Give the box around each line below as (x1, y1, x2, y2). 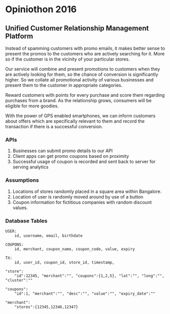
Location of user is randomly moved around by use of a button (12, 193, 144, 199)
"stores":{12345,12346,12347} (14, 304, 79, 309)
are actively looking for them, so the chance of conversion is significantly (5, 71, 158, 77)
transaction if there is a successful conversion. (5, 124, 103, 129)
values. (12, 205, 28, 211)
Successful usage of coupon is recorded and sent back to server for (12, 159, 156, 165)
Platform (5, 32, 33, 40)
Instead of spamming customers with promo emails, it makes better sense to (5, 45, 165, 51)
